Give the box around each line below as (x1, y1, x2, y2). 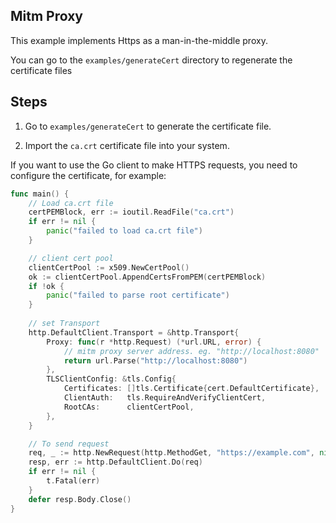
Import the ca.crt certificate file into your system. (24, 139, 230, 151)
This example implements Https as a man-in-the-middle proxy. (10, 34, 268, 46)
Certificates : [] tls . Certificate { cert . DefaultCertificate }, (63, 384, 320, 394)
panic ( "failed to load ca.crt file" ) (46, 226, 203, 236)
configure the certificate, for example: (10, 169, 167, 181)
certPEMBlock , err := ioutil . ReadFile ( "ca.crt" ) (28, 207, 235, 218)
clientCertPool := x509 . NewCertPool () (28, 262, 190, 273)
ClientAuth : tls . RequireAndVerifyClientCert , (63, 393, 267, 403)
